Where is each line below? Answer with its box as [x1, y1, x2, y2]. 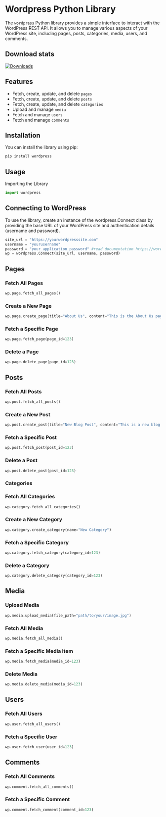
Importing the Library [5, 181, 48, 187]
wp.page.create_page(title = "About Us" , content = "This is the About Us [5, 314, 154, 319]
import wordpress [5, 191, 41, 195]
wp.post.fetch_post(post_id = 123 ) [5, 445, 74, 450]
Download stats [5, 50, 54, 58]
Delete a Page [5, 348, 39, 355]
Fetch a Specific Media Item [5, 647, 73, 654]
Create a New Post [5, 411, 51, 418]
